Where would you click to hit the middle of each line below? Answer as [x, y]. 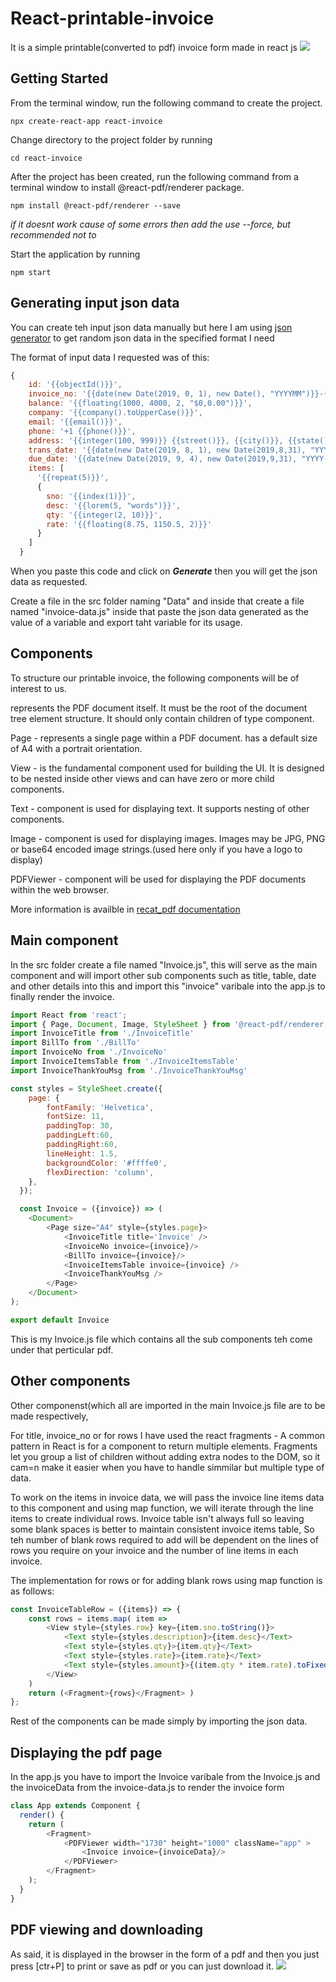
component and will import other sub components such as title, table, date [163, 975]
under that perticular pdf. [62, 1349]
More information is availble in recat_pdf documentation [125, 909]
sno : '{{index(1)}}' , [91, 496]
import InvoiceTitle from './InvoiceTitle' [102, 1033]
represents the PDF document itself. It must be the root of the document [159, 708]
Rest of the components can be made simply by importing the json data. [159, 1721]
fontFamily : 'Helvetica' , [100, 1107]
